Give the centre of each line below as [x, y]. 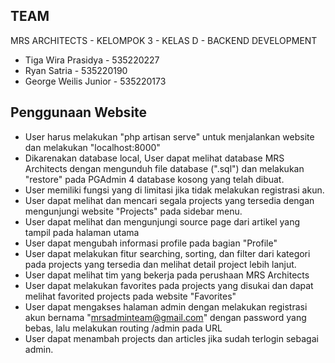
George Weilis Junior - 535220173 [95, 81]
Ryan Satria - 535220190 [76, 70]
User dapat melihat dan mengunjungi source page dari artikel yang [162, 221]
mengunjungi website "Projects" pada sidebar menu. [133, 211]
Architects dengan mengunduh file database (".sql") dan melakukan [164, 168]
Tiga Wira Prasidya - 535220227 [92, 60]
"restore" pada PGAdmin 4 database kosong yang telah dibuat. [154, 179]
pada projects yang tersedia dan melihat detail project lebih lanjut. [160, 264]
